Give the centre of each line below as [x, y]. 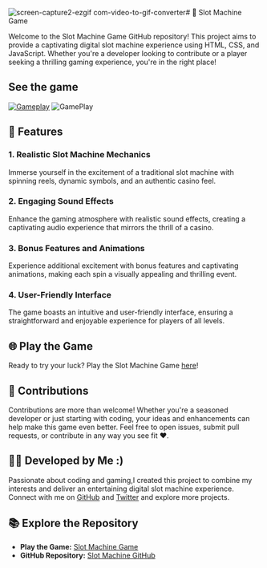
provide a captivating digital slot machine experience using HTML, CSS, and [134, 45]
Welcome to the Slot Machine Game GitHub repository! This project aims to [132, 37]
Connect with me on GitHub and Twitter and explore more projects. [119, 497]
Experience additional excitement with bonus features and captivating [123, 266]
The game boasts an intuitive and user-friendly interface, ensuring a [121, 312]
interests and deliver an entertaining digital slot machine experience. [121, 489]
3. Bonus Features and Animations [77, 248]
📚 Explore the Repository [73, 523]
